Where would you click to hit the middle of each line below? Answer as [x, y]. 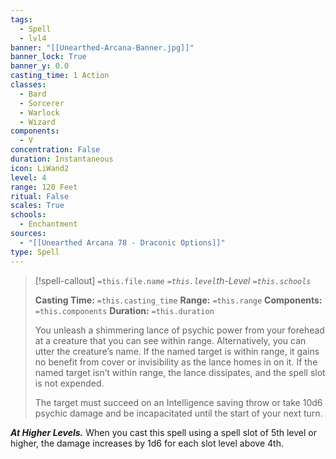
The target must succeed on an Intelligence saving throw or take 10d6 [178, 402]
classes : [28, 85]
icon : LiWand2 [40, 168]
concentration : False [55, 150]
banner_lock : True [48, 57]
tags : [21, 19]
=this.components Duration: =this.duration [124, 310]
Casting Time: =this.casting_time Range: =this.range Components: [178, 300]
